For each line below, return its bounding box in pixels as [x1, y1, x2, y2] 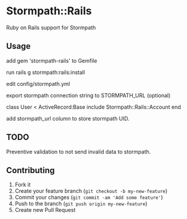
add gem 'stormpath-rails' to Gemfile [6, 57, 97, 64]
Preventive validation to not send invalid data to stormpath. [6, 148, 151, 155]
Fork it [14, 181, 31, 189]
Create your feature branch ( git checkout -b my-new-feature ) [14, 187, 168, 195]
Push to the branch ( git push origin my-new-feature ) [14, 200, 148, 207]
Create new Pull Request [14, 206, 76, 214]
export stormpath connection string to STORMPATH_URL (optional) [6, 91, 171, 99]
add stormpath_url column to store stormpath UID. [6, 115, 130, 122]
